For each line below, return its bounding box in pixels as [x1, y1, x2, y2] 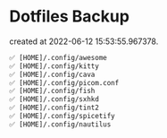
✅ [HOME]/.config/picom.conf [9, 78, 120, 87]
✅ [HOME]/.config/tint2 [9, 103, 100, 113]
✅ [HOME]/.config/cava [9, 70, 96, 79]
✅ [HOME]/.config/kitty [9, 61, 100, 71]
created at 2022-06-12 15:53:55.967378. [9, 36, 159, 47]
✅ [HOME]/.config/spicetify [9, 112, 116, 121]
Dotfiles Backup [9, 6, 129, 27]
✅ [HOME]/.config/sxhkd [9, 95, 100, 104]
